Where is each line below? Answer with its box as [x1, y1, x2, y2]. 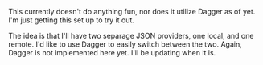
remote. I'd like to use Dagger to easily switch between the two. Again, [8, 39, 243, 49]
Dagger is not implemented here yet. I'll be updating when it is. [8, 48, 216, 57]
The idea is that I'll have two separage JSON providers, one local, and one [8, 31, 254, 40]
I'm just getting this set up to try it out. [8, 15, 135, 25]
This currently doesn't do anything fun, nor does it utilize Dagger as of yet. [8, 7, 256, 16]
